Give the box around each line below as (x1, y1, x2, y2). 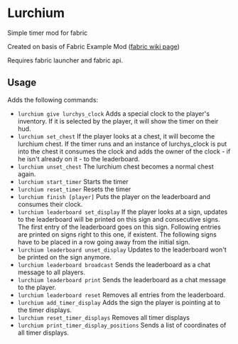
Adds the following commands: (7, 95, 98, 104)
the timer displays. (17, 306, 72, 314)
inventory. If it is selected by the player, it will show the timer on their (17, 117, 219, 125)
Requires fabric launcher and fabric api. (7, 55, 123, 65)
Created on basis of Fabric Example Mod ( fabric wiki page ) (7, 42, 180, 50)
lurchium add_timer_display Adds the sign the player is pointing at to (17, 298, 221, 306)
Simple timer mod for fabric (7, 28, 88, 37)
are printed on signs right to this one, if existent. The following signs (17, 230, 217, 239)
